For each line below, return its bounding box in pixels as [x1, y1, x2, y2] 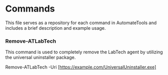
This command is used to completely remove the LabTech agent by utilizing [5, 49, 163, 55]
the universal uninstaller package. [5, 54, 76, 60]
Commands [5, 3, 55, 15]
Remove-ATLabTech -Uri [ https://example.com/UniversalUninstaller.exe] [5, 64, 156, 70]
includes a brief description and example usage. [5, 25, 106, 31]
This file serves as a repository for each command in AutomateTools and [5, 20, 157, 26]
